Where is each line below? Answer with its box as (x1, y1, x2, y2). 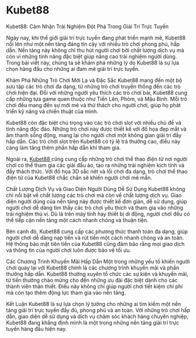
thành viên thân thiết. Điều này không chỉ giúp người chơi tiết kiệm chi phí (6, 282, 183, 290)
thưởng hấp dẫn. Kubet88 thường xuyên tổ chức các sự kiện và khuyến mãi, (6, 270, 188, 277)
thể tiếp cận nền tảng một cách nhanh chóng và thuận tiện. (6, 216, 149, 223)
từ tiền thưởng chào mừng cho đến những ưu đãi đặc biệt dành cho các (6, 276, 178, 284)
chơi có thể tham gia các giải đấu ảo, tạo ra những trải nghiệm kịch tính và (6, 162, 185, 169)
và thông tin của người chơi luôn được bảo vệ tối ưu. (6, 247, 132, 254)
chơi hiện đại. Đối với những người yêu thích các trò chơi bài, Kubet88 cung (6, 89, 187, 96)
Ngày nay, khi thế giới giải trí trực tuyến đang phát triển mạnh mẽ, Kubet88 (6, 34, 186, 41)
